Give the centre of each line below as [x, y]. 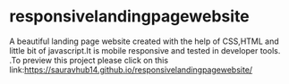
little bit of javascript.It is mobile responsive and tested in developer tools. [145, 50]
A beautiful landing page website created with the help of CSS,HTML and [144, 41]
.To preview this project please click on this [89, 60]
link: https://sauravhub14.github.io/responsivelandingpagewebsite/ [131, 70]
